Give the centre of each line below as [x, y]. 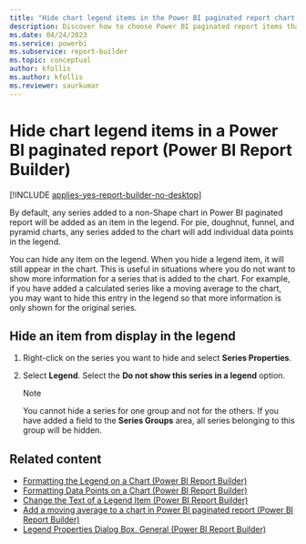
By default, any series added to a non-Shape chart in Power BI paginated [146, 212]
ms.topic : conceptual [51, 60]
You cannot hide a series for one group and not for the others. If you [151, 411]
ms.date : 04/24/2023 [49, 35]
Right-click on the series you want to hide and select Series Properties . [157, 358]
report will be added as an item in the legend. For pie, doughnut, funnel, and [152, 222]
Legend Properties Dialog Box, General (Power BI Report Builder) [144, 529]
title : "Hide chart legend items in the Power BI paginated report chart [153, 18]
